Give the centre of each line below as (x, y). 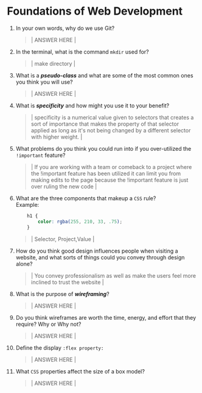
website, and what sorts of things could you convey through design (100, 257)
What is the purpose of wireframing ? (62, 294)
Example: (27, 204)
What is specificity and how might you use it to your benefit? (92, 106)
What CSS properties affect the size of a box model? (80, 371)
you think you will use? (44, 82)
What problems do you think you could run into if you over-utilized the (103, 148)
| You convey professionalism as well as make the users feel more (113, 275)
